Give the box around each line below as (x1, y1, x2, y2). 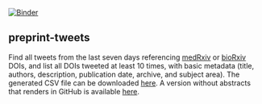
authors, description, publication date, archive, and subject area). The (8, 69, 240, 79)
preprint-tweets (8, 31, 90, 44)
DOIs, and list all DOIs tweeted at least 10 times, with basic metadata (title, (8, 60, 255, 70)
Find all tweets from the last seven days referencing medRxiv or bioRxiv (8, 52, 247, 62)
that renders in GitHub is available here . (8, 86, 139, 96)
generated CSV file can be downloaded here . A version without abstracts (8, 77, 252, 88)
